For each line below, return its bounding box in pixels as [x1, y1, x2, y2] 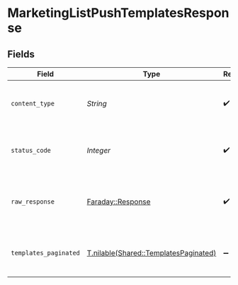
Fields [7, 48, 35, 60]
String [86, 99, 108, 108]
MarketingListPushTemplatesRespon [7, 5, 229, 21]
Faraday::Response [86, 197, 151, 207]
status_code [11, 146, 52, 154]
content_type [11, 100, 55, 107]
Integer [86, 146, 111, 155]
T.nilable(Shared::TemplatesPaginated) [86, 248, 217, 257]
